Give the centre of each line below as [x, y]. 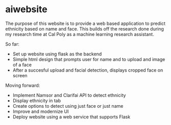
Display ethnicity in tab [37, 101]
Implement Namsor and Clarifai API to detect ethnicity [69, 95]
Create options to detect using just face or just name [68, 106]
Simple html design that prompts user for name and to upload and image [89, 59]
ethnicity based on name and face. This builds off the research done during [85, 28]
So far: [12, 44]
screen [20, 75]
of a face [22, 65]
